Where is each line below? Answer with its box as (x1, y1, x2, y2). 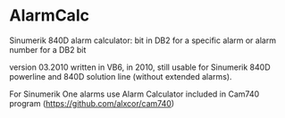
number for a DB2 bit (9, 44, 87, 55)
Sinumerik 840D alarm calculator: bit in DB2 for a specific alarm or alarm (9, 35, 277, 46)
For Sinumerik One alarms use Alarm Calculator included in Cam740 (9, 88, 260, 99)
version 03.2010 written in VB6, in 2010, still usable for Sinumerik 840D (9, 62, 271, 72)
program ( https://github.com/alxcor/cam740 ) (9, 97, 175, 108)
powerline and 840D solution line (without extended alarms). (9, 71, 232, 81)
